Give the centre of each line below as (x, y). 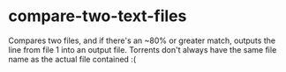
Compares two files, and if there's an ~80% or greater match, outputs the (142, 40)
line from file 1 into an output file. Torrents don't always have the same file (143, 49)
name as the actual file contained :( (72, 59)
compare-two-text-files (98, 16)
